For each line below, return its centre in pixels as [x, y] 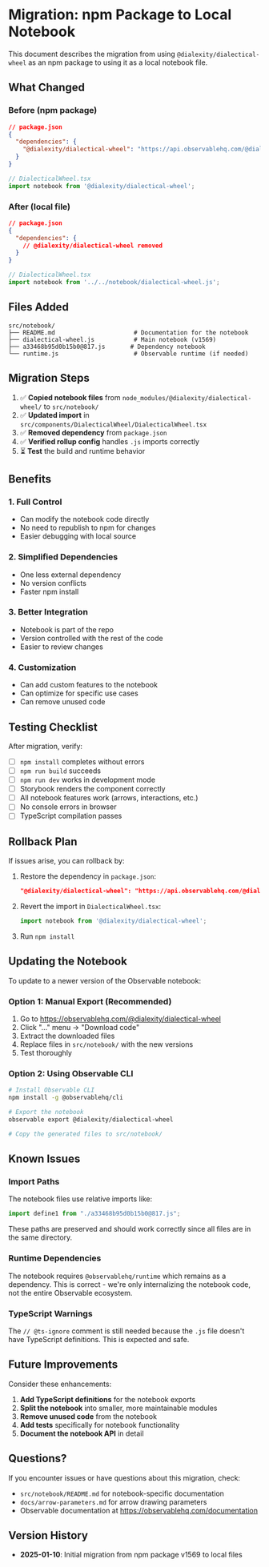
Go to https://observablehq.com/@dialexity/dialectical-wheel [120, 1019]
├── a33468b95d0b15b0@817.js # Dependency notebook [107, 347]
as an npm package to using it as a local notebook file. [118, 62]
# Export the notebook [46, 1112]
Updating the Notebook [68, 962]
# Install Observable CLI [51, 1090]
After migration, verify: [45, 746]
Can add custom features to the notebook [89, 685]
